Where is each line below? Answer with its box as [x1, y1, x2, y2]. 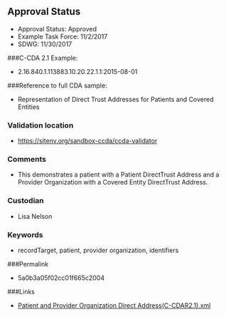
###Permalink [7, 260, 48, 268]
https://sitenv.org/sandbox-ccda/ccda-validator [17, 137, 158, 145]
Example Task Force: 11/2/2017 [17, 32, 108, 41]
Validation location [7, 120, 74, 130]
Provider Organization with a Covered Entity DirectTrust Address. [17, 178, 208, 187]
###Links [7, 288, 36, 296]
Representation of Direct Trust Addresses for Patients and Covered [17, 95, 215, 103]
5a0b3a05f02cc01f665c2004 [17, 274, 105, 282]
